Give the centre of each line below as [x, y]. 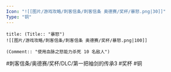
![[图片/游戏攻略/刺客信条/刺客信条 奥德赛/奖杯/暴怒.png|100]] [77, 40]
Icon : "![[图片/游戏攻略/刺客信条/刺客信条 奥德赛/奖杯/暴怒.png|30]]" [86, 11]
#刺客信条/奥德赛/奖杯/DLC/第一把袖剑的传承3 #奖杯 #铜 [74, 63]
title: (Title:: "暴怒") [35, 34]
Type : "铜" [19, 17]
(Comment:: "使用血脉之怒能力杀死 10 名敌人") [58, 52]
